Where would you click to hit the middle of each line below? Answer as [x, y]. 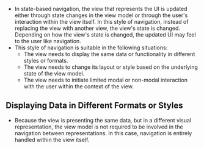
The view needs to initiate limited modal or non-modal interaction [105, 80]
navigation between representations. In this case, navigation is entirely [103, 133]
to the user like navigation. [48, 41]
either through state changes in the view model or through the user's [101, 15]
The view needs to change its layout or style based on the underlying [111, 67]
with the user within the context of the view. [78, 86]
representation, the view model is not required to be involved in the [99, 127]
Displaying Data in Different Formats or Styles [95, 106]
